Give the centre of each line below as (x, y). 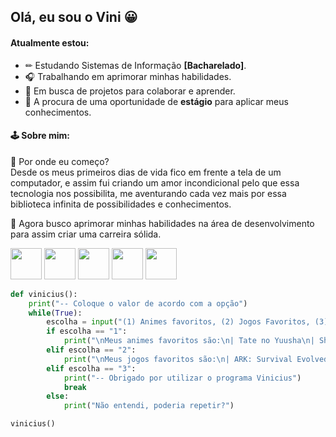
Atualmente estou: (50, 42)
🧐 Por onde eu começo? (60, 161)
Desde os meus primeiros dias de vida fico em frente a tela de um (146, 172)
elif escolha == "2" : (91, 350)
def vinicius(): (44, 294)
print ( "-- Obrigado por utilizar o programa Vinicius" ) (182, 378)
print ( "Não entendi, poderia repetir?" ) (149, 406)
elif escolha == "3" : (91, 368)
